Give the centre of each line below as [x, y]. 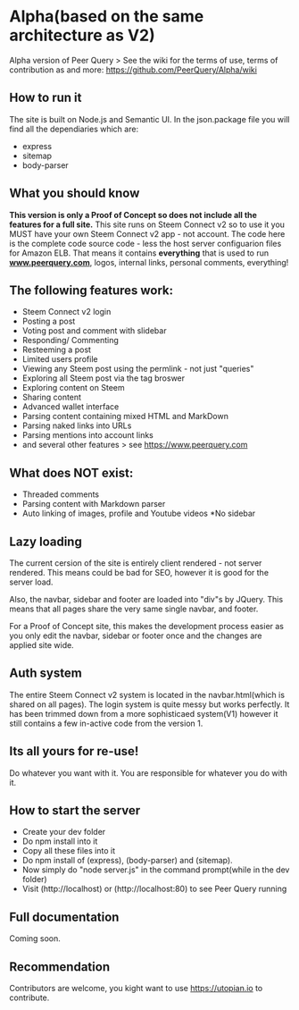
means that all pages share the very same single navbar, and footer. [134, 609]
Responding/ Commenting [70, 341]
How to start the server [75, 811]
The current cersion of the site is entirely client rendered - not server [136, 563]
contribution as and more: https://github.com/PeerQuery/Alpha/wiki [133, 70]
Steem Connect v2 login [66, 312]
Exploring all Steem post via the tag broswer [104, 378]
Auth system [46, 673]
